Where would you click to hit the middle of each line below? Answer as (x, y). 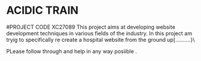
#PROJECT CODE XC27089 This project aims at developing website (91, 27)
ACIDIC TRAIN (42, 10)
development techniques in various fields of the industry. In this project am (99, 33)
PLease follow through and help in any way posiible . (72, 51)
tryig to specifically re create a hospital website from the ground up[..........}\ (101, 39)
